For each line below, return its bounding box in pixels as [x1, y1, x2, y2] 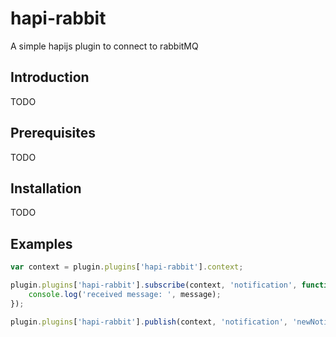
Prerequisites [10, 125, 96, 142]
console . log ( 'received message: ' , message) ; [28, 289, 222, 299]
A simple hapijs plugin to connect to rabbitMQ [10, 40, 199, 52]
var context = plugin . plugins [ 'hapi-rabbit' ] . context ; [10, 262, 244, 272]
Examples [10, 235, 73, 252]
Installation [10, 180, 82, 197]
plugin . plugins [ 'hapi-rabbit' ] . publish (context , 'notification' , [10, 317, 288, 327]
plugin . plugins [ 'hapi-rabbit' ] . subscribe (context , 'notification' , [10, 280, 298, 291]
